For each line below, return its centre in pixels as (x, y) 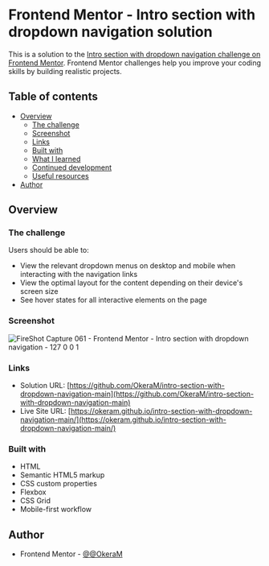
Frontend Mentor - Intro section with (132, 15)
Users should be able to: (49, 250)
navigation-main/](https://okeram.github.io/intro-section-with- (123, 419)
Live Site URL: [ (45, 411)
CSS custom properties (59, 484)
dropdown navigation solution (110, 32)
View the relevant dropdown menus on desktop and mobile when (127, 266)
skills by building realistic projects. (65, 71)
